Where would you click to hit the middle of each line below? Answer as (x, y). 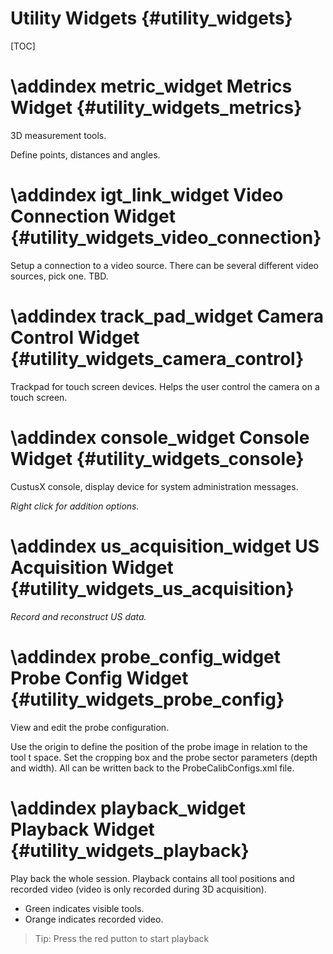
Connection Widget (93, 216)
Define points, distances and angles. (85, 154)
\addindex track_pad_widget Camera (167, 316)
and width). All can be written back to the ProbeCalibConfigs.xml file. (152, 768)
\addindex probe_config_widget (146, 656)
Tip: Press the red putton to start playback (122, 938)
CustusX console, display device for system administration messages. (154, 486)
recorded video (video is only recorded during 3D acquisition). (138, 889)
